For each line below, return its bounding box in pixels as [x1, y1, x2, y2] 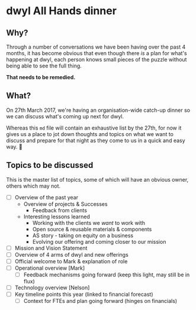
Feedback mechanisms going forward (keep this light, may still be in [23, 271, 190, 278]
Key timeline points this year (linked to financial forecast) [14, 291, 153, 298]
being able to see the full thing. [6, 62, 82, 69]
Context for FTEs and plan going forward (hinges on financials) [23, 298, 178, 305]
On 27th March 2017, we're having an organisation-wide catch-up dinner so [6, 106, 191, 114]
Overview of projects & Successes [23, 200, 108, 208]
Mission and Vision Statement [14, 244, 88, 251]
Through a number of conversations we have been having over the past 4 [6, 43, 186, 50]
